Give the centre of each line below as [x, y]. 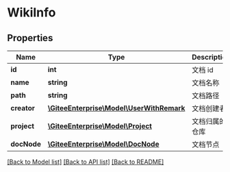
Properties [30, 38]
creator [23, 108]
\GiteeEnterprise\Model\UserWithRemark [116, 108]
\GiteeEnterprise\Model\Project [100, 126]
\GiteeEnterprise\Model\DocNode [103, 144]
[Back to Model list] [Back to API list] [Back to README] [86, 162]
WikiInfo [31, 13]
